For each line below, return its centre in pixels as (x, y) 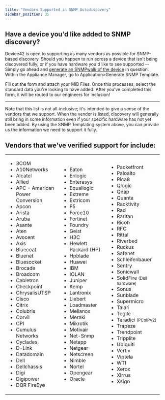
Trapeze (126, 326)
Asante (24, 225)
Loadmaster (83, 305)
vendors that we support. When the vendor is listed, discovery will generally (82, 114)
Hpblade (79, 256)
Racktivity (128, 204)
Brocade (26, 268)
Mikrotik (79, 324)
